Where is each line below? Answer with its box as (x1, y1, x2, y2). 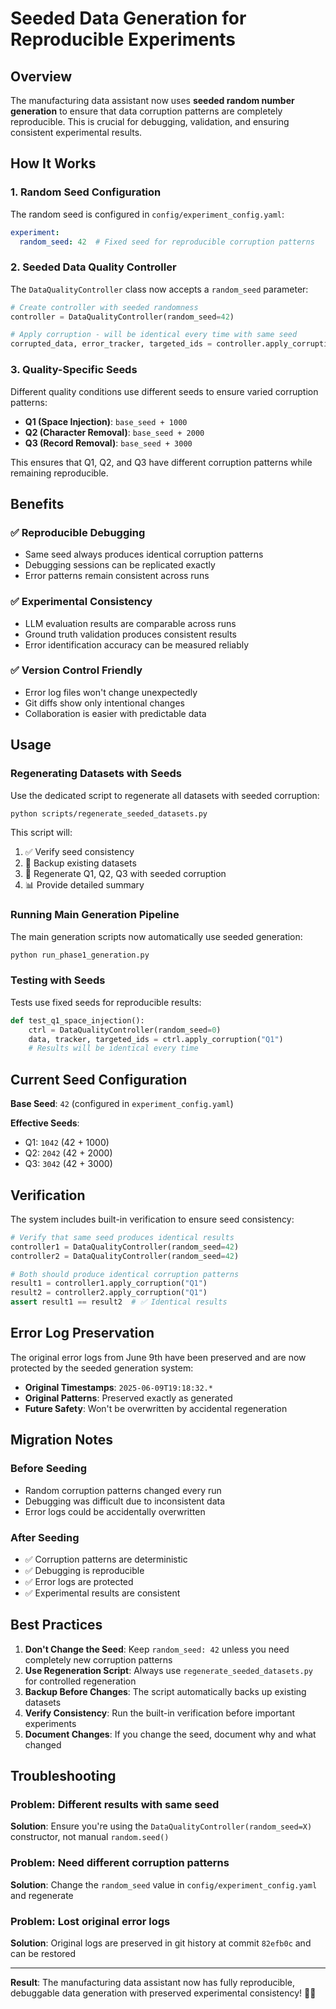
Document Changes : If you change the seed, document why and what (24, 1728, 317, 1740)
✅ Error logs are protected (24, 1575, 134, 1587)
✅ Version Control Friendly (10, 663, 143, 677)
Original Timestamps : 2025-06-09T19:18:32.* (24, 1381, 213, 1393)
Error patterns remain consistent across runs (24, 570, 210, 582)
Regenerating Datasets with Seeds (10, 767, 182, 781)
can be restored (10, 1947, 77, 1959)
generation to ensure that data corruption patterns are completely (10, 105, 283, 117)
